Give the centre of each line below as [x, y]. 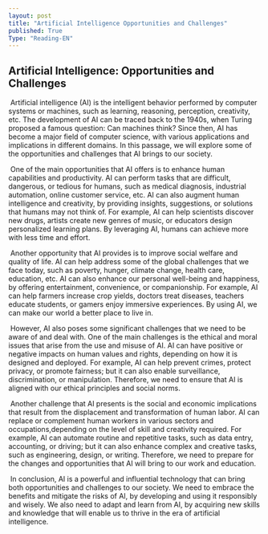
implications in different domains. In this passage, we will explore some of [130, 145]
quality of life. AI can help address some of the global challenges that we [129, 262]
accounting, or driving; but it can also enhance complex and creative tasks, [132, 446]
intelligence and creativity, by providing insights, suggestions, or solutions [131, 204]
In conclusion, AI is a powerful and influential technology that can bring [128, 479]
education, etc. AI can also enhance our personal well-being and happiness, [134, 279]
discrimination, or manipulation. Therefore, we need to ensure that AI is [126, 380]
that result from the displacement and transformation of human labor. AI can [134, 412]
